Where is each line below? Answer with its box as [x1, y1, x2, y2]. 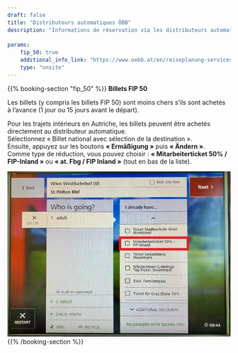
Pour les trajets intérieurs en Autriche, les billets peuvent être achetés [7, 119, 211, 128]
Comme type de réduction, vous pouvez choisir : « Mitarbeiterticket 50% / [7, 149, 227, 158]
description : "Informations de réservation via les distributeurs [7, 26, 208, 33]
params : [7, 41, 30, 49]
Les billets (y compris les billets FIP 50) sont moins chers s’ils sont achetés [7, 98, 226, 107]
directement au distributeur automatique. [7, 126, 127, 135]
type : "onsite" [20, 64, 65, 71]
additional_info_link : [20, 57, 87, 64]
